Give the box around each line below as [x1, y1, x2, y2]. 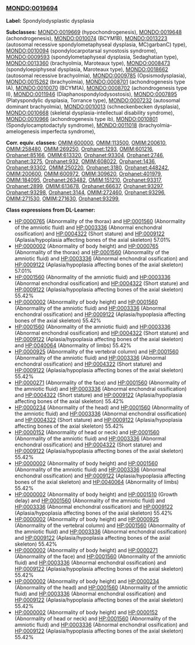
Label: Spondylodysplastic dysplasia [6, 18, 94, 25]
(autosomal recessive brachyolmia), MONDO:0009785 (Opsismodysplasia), [6, 72, 187, 79]
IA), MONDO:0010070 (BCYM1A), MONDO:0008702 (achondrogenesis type [6, 85, 187, 92]
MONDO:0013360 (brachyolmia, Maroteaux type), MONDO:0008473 [6, 60, 171, 67]
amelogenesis [6, 128, 40, 135]
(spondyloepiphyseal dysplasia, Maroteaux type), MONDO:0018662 [6, 66, 169, 73]
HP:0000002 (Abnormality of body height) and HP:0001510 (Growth [14, 491, 178, 498]
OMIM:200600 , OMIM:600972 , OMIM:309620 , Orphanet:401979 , [6, 171, 162, 178]
